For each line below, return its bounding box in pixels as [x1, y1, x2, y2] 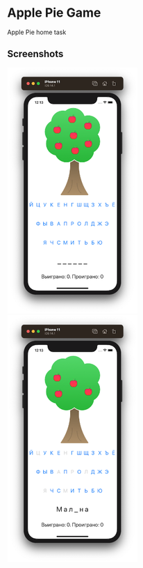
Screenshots [7, 48, 64, 60]
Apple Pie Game [7, 5, 101, 21]
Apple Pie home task [7, 28, 67, 36]
